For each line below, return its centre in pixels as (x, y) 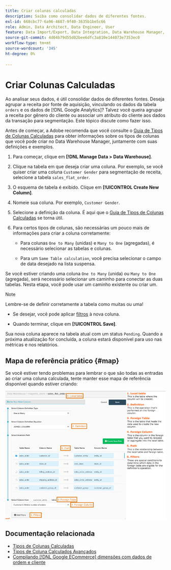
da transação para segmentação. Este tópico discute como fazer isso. (79, 121)
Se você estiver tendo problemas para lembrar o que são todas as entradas (84, 373)
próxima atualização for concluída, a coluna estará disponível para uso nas (83, 340)
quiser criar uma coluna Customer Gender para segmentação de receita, (87, 172)
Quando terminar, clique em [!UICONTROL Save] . (65, 324)
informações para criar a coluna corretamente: (62, 233)
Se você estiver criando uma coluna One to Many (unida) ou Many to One (81, 274)
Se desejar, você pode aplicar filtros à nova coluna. (66, 314)
